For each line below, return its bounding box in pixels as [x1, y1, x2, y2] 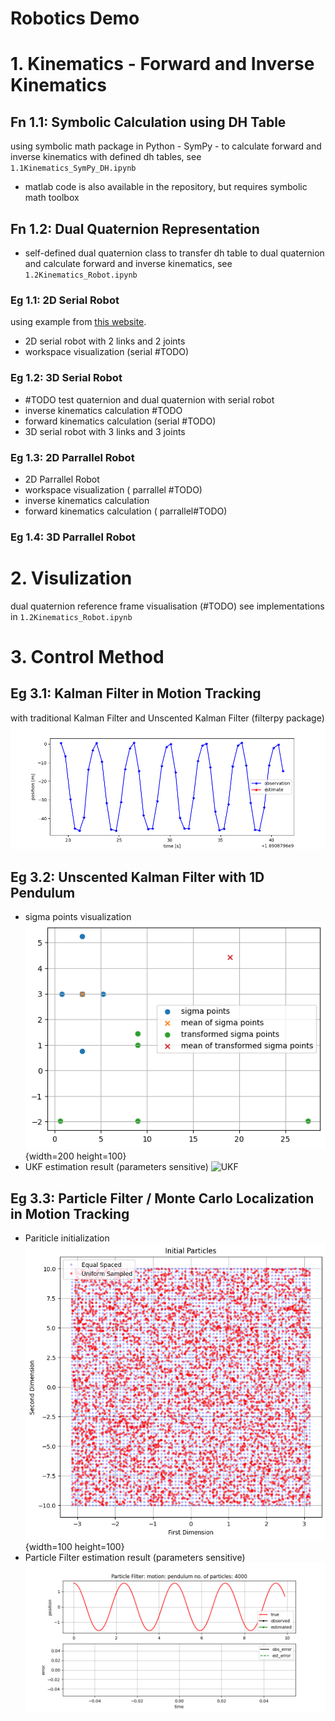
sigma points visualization [24, 911, 132, 923]
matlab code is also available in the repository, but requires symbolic [24, 181, 308, 193]
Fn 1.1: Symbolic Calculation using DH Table [10, 113, 287, 131]
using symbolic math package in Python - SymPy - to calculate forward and [10, 140, 322, 152]
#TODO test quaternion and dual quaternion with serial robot [24, 393, 275, 406]
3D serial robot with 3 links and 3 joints [24, 425, 186, 437]
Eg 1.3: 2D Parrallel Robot [10, 450, 135, 464]
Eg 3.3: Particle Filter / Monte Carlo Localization [10, 1190, 315, 1207]
